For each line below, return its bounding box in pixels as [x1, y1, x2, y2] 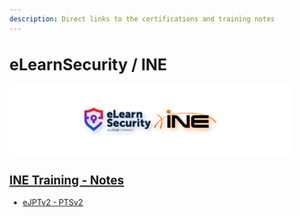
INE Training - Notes [9, 173, 125, 188]
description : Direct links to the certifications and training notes [9, 14, 276, 23]
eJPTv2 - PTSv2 [22, 196, 84, 207]
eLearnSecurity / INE [9, 54, 168, 75]
